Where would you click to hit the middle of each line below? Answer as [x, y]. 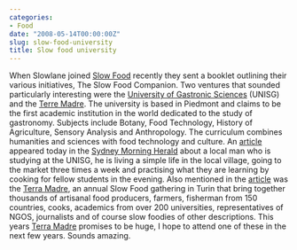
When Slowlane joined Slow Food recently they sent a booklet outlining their [148, 75]
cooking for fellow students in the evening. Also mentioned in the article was [148, 179]
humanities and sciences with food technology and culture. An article [136, 142]
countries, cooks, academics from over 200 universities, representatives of [146, 207]
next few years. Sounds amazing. [70, 236]
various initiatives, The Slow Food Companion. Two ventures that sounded [145, 85]
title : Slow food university [63, 51]
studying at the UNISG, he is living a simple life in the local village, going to [145, 160]
